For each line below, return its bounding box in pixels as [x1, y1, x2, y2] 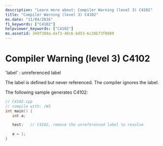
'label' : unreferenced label [5, 69, 61, 76]
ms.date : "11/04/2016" [5, 17, 53, 22]
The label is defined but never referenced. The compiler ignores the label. [5, 79, 159, 85]
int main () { [5, 108, 33, 114]
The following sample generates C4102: [5, 89, 89, 95]
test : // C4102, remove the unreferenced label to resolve [12, 122, 144, 127]
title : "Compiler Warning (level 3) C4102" [5, 12, 99, 17]
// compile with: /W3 [5, 103, 51, 109]
